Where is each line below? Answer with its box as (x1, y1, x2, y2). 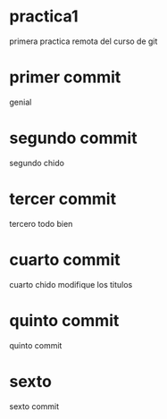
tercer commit (9, 189, 117, 209)
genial (9, 96, 32, 107)
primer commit (9, 67, 121, 88)
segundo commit (9, 128, 138, 148)
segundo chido (9, 157, 65, 168)
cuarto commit (9, 249, 121, 270)
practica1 (9, 6, 79, 27)
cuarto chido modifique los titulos (9, 279, 133, 289)
